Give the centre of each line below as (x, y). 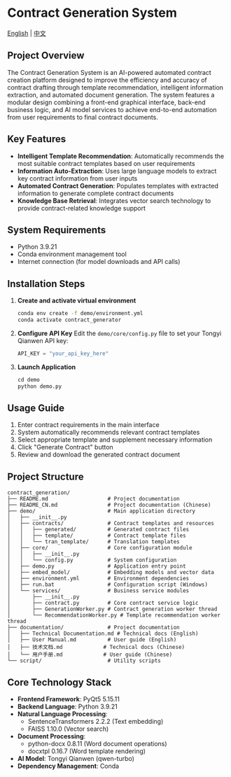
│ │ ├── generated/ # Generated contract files (98, 530)
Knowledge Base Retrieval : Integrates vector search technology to (114, 200)
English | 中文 (27, 33)
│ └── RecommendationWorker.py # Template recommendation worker (114, 615)
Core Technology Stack (59, 682)
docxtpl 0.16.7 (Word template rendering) (86, 751)
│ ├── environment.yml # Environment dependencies (98, 579)
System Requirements (57, 230)
